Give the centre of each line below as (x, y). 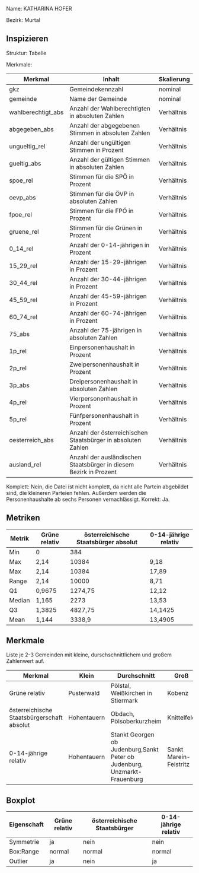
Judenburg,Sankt (134, 750)
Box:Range (24, 852)
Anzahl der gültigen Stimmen (109, 160)
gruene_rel (24, 231)
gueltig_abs (25, 163)
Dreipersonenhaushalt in (103, 381)
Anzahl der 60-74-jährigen (108, 313)
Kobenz (178, 693)
